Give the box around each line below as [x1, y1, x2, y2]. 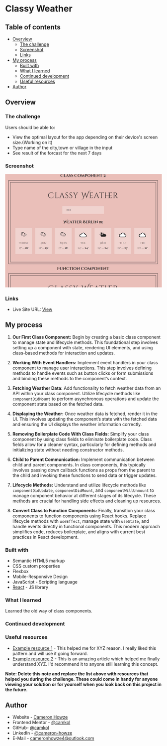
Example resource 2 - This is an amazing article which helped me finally [12, 656, 160, 662]
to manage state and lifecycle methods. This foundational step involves [12, 339, 158, 345]
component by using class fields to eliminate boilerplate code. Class [12, 436, 152, 442]
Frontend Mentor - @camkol [12, 720, 71, 726]
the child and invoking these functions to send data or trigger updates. [12, 472, 157, 478]
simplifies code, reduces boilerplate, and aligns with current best [12, 529, 146, 535]
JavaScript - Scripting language [12, 579, 78, 585]
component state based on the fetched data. [12, 401, 104, 407]
